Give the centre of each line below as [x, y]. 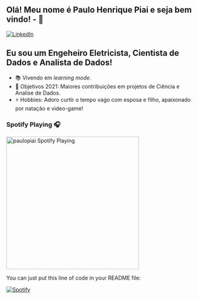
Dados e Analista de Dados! [59, 63]
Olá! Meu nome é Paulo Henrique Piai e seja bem [99, 10]
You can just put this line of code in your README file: [74, 278]
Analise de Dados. [38, 93]
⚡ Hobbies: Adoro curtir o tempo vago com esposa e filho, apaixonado [103, 99]
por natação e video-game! [49, 108]
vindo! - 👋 [25, 20]
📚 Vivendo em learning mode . [53, 78]
